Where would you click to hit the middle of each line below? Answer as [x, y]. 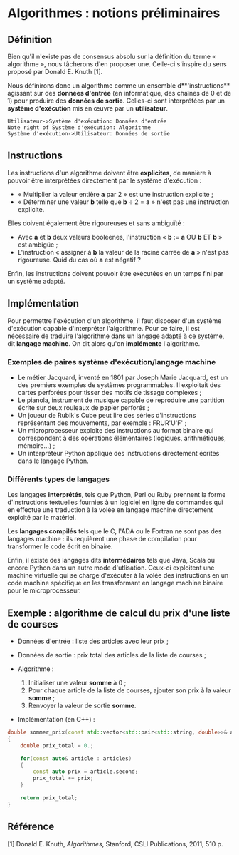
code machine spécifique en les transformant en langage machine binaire [115, 583]
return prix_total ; [49, 798]
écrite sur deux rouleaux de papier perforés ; [83, 407]
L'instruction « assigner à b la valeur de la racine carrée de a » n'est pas [123, 252]
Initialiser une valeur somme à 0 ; [77, 683]
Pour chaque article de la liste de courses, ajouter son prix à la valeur [129, 690]
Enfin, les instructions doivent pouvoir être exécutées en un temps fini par [116, 273]
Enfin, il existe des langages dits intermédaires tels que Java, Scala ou [111, 560]
